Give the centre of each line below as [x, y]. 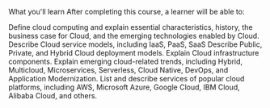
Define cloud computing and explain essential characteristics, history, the [131, 27]
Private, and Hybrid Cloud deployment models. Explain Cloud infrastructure [134, 53]
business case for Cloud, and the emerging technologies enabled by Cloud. [134, 36]
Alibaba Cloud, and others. [53, 96]
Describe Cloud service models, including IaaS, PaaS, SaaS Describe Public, [135, 44]
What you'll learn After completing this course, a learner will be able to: [127, 12]
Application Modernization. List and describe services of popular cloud [127, 79]
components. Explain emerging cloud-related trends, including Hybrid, [126, 61]
